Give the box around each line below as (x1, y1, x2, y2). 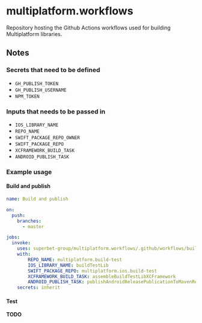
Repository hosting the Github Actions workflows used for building (6, 24, 171, 31)
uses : (17, 246, 31, 252)
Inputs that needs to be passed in (6, 107, 106, 115)
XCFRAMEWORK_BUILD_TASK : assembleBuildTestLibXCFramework (28, 273, 176, 280)
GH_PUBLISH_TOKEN (14, 80, 59, 86)
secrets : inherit (17, 285, 61, 291)
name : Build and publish (6, 196, 69, 202)
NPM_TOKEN (14, 93, 40, 100)
